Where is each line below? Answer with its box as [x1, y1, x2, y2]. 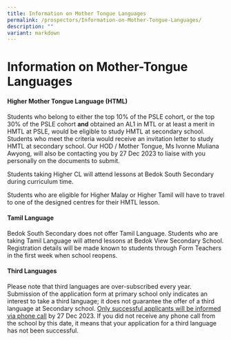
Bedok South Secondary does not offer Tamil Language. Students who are [7, 229, 219, 237]
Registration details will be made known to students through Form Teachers [7, 243, 222, 252]
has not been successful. [7, 326, 79, 335]
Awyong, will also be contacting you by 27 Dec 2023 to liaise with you [7, 149, 205, 158]
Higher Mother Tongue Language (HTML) [7, 97, 128, 106]
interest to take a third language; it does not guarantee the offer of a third [7, 297, 215, 305]
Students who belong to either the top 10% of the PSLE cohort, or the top [7, 112, 215, 121]
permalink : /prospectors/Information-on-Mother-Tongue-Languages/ [7, 17, 202, 23]
